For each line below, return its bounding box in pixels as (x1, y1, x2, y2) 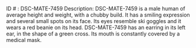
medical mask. (6, 37, 42, 43)
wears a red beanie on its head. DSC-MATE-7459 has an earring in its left (6, 24, 186, 31)
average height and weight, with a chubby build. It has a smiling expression (6, 11, 190, 18)
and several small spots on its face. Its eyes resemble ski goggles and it (6, 18, 182, 24)
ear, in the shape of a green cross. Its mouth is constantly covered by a (6, 30, 180, 37)
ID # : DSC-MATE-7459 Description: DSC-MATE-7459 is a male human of (6, 5, 185, 12)
